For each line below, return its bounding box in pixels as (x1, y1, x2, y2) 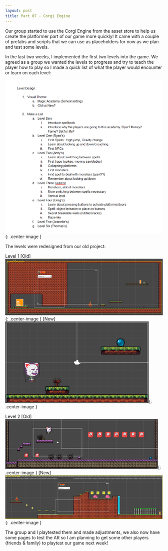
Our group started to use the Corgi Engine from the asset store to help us (5, 28, 156, 34)
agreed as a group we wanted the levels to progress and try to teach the (5, 59, 154, 65)
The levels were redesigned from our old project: (5, 244, 106, 250)
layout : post (5, 8, 32, 13)
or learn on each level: (5, 69, 51, 75)
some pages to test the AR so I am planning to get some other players (5, 534, 149, 540)
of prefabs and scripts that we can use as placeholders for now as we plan (5, 38, 159, 45)
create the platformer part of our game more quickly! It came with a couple (5, 33, 159, 39)
